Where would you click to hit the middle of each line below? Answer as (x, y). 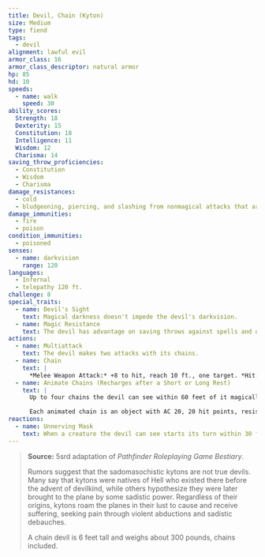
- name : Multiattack (49, 346)
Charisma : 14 (37, 155)
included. (43, 545)
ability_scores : (35, 111)
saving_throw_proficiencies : (56, 163)
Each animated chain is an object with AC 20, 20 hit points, (133, 412)
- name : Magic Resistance (58, 324)
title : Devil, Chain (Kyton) (56, 15)
